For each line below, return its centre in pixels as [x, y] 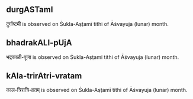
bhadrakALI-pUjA [39, 43]
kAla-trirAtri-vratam [44, 76]
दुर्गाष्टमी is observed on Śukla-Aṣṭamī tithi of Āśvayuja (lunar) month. [87, 24]
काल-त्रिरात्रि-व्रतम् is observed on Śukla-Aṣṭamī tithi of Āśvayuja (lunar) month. [97, 90]
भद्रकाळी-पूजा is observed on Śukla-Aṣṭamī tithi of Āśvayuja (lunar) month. [93, 57]
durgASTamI [30, 10]
